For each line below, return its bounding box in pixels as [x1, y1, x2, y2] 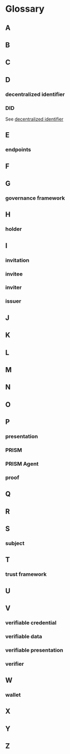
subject [5, 540, 25, 547]
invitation [5, 256, 30, 263]
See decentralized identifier [5, 116, 64, 122]
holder [5, 226, 22, 233]
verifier [5, 660, 24, 667]
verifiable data [5, 633, 42, 640]
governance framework [5, 194, 65, 202]
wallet [5, 691, 21, 698]
